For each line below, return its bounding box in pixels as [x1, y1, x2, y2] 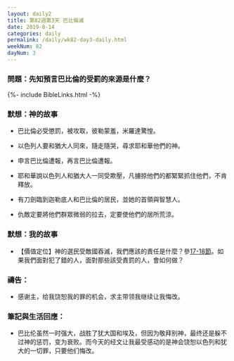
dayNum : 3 [7, 50, 37, 57]
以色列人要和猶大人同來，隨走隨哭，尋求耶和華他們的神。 [17, 141, 184, 150]
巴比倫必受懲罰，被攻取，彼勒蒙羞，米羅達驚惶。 [17, 127, 160, 135]
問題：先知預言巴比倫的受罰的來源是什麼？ [7, 74, 152, 84]
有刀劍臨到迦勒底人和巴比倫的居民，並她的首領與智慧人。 [17, 195, 184, 204]
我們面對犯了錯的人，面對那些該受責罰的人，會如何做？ [23, 255, 184, 264]
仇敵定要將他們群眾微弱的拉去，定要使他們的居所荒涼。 [17, 210, 178, 219]
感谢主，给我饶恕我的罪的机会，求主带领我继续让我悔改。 [17, 293, 184, 301]
